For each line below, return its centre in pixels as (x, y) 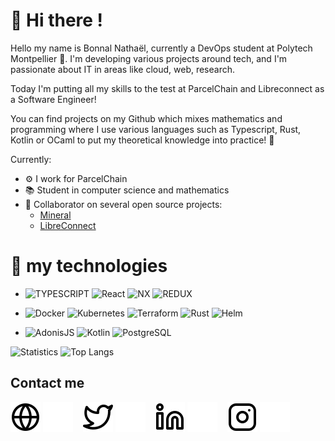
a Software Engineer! (53, 99)
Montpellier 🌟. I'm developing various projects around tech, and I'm (149, 58)
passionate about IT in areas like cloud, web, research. (123, 69)
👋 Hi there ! (57, 20)
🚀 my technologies (89, 266)
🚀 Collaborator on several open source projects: (123, 204)
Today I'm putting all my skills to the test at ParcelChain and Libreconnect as (167, 88)
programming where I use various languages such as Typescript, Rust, (156, 129)
